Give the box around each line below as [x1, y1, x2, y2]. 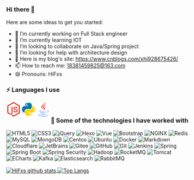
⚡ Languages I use [6, 86, 61, 94]
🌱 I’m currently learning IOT [14, 37, 82, 44]
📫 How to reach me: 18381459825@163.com [14, 62, 126, 69]
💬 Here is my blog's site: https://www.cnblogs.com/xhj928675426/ [14, 56, 179, 63]
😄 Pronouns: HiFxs [14, 70, 62, 78]
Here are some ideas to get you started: [6, 19, 104, 26]
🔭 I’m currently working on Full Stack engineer [14, 30, 128, 37]
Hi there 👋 [6, 5, 36, 14]
